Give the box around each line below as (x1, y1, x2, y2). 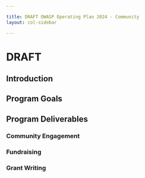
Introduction (6, 74, 53, 84)
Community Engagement (6, 132, 80, 140)
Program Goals (6, 94, 62, 104)
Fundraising (6, 148, 42, 156)
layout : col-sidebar (6, 19, 58, 26)
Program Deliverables (6, 114, 88, 124)
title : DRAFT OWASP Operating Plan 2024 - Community (6, 14, 140, 20)
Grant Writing (6, 164, 46, 172)
